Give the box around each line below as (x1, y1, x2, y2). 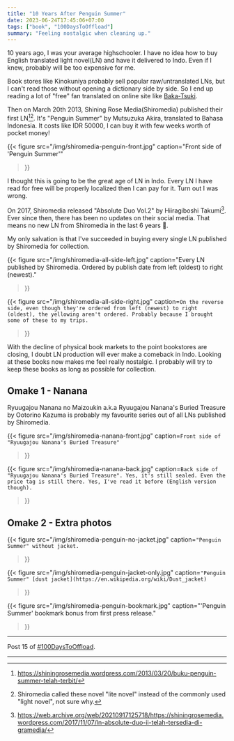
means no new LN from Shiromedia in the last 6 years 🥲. (7, 221, 169, 229)
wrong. (7, 191, 28, 199)
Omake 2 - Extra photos (7, 517, 112, 528)
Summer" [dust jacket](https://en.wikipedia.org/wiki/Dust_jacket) (7, 576, 208, 583)
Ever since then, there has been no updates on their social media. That (7, 213, 210, 222)
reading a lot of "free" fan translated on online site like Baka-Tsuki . (7, 92, 198, 100)
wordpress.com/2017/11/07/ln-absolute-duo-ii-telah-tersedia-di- (17, 719, 203, 727)
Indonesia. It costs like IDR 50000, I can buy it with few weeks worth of (7, 121, 211, 130)
